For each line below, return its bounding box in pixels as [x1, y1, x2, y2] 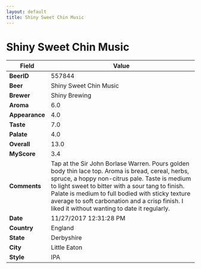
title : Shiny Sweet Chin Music [6, 14, 84, 20]
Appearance [9, 111, 45, 119]
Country [9, 224, 33, 232]
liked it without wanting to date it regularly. [50, 204, 170, 213]
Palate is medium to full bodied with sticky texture [50, 189, 191, 198]
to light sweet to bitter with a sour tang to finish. [50, 182, 185, 191]
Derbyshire [50, 234, 83, 242]
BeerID [9, 72, 29, 80]
